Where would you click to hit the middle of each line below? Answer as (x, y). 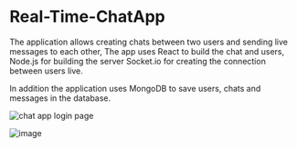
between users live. (47, 71)
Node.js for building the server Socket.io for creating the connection (138, 61)
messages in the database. (60, 98)
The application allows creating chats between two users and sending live (148, 42)
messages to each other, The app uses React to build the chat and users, (147, 51)
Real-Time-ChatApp (88, 17)
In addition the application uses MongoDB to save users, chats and (135, 88)
